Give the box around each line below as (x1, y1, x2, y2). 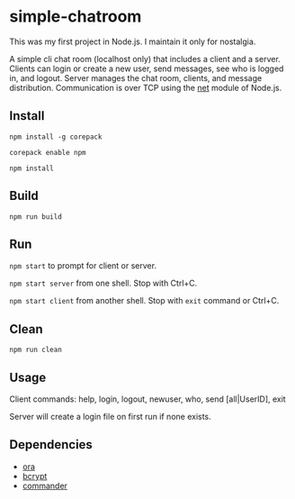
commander (22, 480, 67, 491)
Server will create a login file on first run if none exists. (9, 412, 211, 422)
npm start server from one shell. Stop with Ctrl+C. (9, 277, 198, 289)
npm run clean (9, 345, 63, 355)
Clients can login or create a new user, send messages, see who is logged (9, 63, 284, 74)
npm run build (9, 212, 63, 222)
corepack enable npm (9, 148, 87, 157)
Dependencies (9, 437, 93, 452)
